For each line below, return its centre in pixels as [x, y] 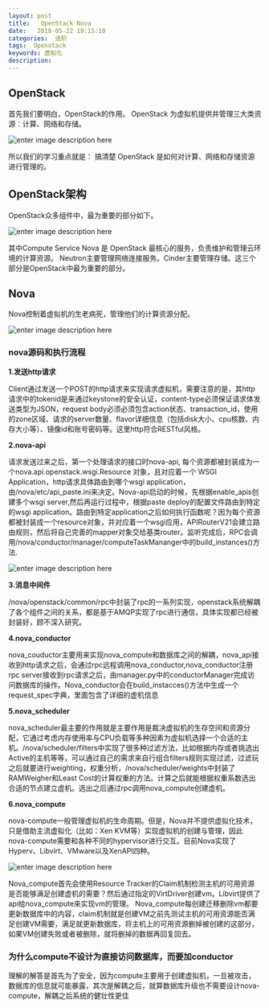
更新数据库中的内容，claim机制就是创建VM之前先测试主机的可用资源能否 [128, 913]
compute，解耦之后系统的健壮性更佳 [69, 995]
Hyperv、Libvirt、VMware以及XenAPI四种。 [82, 850]
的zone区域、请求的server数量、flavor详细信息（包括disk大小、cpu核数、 [130, 418]
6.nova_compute [37, 804]
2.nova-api [27, 445]
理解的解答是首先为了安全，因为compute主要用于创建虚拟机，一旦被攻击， [132, 975]
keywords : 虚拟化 [35, 53]
